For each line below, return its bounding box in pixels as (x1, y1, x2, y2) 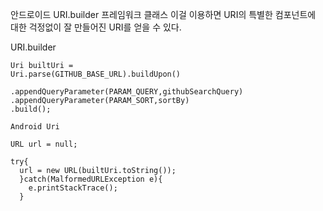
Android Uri (10, 122, 60, 132)
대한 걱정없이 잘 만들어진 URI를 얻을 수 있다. (10, 21, 182, 33)
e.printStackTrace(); (28, 183, 118, 193)
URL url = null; (10, 139, 78, 149)
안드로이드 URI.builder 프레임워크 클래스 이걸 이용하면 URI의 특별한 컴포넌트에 (10, 9, 317, 20)
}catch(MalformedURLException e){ (19, 174, 163, 184)
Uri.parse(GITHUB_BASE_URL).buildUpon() (10, 69, 182, 79)
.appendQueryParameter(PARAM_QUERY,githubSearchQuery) (10, 87, 244, 97)
